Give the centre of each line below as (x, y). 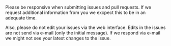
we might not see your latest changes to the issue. (58, 38)
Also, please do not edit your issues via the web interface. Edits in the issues (85, 27)
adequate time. (21, 18)
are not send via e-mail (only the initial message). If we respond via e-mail (83, 33)
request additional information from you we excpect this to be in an (76, 12)
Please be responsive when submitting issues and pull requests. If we (78, 7)
